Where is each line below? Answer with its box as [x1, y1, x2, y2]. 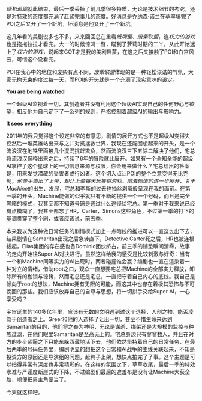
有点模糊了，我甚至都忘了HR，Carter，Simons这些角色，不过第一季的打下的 [6, 207, 195, 215]
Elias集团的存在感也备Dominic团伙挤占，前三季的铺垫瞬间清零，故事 [22, 243, 191, 249]
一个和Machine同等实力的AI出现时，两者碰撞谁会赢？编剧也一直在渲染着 [6, 258, 185, 265]
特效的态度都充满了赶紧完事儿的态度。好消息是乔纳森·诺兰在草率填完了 [16, 13, 192, 20]
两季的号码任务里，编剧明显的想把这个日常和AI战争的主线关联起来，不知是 [11, 346, 195, 353]
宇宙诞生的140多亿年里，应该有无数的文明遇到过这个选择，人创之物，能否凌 [6, 308, 194, 315]
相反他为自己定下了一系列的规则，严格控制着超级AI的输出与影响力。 [16, 108, 185, 115]
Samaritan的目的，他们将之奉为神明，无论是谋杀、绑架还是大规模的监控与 [6, 323, 189, 330]
